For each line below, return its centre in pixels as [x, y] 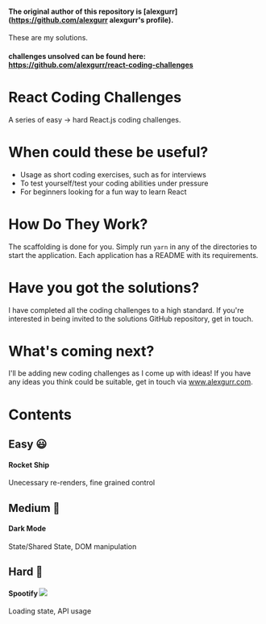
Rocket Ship [29, 464]
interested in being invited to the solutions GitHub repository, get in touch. [131, 318]
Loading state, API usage [50, 611]
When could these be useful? [108, 152]
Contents [40, 414]
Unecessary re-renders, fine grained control [82, 483]
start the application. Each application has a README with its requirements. [133, 255]
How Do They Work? [78, 224]
